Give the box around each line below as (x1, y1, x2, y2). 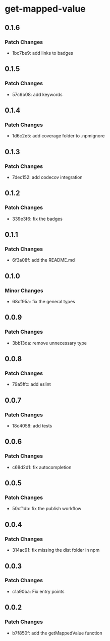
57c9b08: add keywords (12, 91, 63, 97)
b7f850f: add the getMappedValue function (12, 630, 102, 636)
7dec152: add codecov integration (12, 174, 83, 180)
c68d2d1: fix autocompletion (12, 464, 72, 470)
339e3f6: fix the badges (12, 216, 63, 222)
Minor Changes (5, 287, 43, 294)
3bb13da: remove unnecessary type (12, 340, 87, 346)
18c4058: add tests (12, 423, 52, 429)
